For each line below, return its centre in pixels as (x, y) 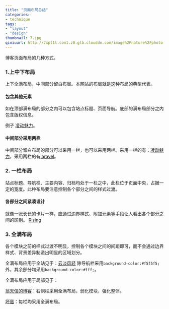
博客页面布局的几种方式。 (32, 57)
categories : (18, 15)
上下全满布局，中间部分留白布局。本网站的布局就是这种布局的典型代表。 (80, 84)
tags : (11, 24)
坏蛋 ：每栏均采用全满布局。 (34, 302)
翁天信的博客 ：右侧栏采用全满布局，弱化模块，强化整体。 (65, 291)
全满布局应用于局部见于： (32, 280)
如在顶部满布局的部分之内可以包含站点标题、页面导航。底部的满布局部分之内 (84, 108)
